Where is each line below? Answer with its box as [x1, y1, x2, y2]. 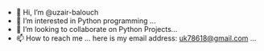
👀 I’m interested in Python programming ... [15, 16, 156, 25]
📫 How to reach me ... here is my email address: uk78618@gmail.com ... [15, 33, 257, 43]
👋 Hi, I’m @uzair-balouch [15, 8, 99, 17]
